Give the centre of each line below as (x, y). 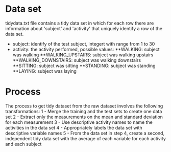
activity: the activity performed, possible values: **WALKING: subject (86, 49)
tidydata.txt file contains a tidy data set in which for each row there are (80, 23)
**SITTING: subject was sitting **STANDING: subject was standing (84, 66)
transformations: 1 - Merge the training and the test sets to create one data (84, 111)
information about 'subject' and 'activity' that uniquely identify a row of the (84, 28)
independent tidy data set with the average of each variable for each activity (86, 138)
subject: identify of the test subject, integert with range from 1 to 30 (84, 44)
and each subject (23, 144)
